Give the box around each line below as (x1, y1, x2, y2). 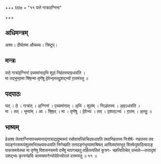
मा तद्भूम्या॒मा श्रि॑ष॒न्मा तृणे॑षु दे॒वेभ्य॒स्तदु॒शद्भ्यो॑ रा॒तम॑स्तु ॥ (5, 75, 88, 81)
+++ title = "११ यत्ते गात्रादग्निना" (5, 5, 62, 10)
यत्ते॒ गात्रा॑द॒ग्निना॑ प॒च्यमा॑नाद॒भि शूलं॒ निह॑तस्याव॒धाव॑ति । (5, 70, 85, 76)
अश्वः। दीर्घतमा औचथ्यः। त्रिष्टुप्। (5, 42, 58, 48)
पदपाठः (5, 90, 21, 98)
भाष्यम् (5, 123, 19, 131)
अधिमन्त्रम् (5, 29, 28, 37)
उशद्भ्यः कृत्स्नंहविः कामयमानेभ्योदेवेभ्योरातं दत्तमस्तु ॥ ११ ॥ (5, 153, 97, 159)
